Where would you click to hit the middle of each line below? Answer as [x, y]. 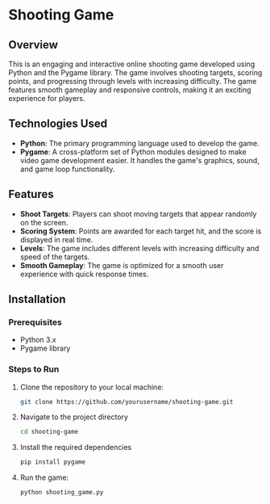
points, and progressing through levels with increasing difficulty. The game [133, 81]
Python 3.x [38, 340]
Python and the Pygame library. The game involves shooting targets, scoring [135, 73]
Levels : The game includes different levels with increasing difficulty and [139, 248]
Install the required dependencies [76, 447]
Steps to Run [34, 369]
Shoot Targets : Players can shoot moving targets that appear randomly [138, 214]
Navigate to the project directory [74, 417]
